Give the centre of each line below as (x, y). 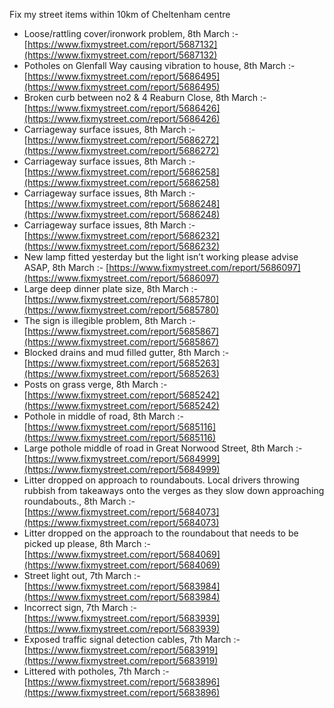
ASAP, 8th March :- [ (66, 267)
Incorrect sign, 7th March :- (80, 607)
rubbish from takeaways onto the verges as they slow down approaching (174, 490)
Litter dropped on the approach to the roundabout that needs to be (161, 533)
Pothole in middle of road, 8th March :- (103, 416)
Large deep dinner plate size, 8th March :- (111, 288)
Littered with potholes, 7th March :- (96, 671)
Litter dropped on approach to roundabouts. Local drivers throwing (161, 480)
